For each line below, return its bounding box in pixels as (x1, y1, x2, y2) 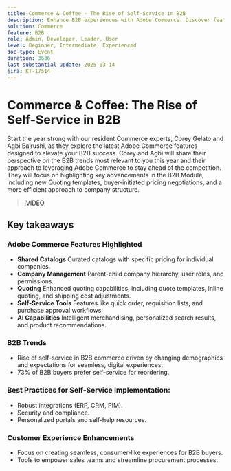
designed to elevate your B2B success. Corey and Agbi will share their (7, 149, 206, 157)
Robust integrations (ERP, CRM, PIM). (16, 401, 123, 409)
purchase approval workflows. (16, 307, 103, 315)
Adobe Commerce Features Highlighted (7, 239, 142, 249)
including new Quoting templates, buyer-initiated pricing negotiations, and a (7, 178, 222, 186)
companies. (16, 263, 51, 271)
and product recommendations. (16, 321, 107, 329)
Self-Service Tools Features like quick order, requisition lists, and (16, 299, 203, 307)
